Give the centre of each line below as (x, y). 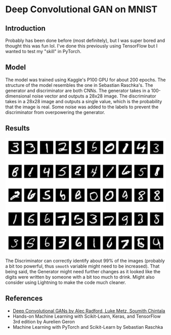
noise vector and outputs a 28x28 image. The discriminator (94, 96)
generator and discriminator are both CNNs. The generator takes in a (78, 90)
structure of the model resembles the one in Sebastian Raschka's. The (79, 85)
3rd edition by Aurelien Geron (44, 321)
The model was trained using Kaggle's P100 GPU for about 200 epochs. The (86, 80)
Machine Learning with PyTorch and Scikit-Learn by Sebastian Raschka (88, 327)
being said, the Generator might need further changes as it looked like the (83, 271)
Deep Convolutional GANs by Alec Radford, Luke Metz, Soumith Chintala (89, 310)
